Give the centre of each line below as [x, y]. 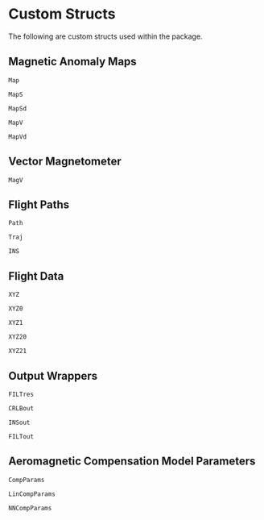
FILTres [21, 394]
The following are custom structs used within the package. [105, 36]
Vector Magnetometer [65, 162]
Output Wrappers [53, 376]
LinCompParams [32, 494]
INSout [19, 422]
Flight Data [36, 276]
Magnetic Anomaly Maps [72, 62]
